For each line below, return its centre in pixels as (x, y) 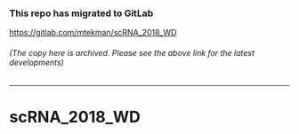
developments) (36, 62)
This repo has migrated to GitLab (81, 13)
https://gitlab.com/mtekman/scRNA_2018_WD (93, 33)
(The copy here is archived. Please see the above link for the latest (132, 52)
